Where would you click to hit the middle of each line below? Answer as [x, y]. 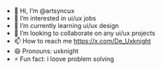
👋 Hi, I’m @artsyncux [44, 11]
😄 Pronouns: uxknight [46, 51]
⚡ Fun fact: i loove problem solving [64, 59]
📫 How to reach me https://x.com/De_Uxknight [82, 41]
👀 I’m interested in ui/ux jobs [55, 18]
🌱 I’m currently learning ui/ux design [66, 26]
